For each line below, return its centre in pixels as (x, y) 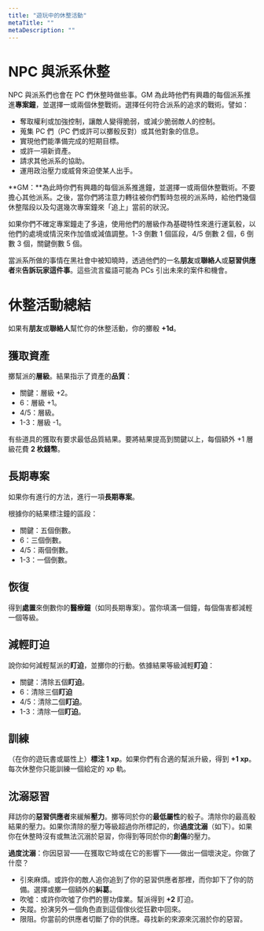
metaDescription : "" (42, 30)
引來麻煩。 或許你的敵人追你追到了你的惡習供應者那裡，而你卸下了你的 (133, 880)
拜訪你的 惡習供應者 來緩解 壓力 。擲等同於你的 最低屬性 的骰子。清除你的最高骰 (132, 817)
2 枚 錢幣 (44, 449)
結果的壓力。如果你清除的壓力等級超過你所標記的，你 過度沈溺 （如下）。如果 (130, 827)
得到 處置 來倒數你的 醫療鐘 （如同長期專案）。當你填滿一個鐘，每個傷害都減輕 (130, 607)
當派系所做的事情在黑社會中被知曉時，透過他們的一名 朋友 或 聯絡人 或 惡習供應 (132, 260)
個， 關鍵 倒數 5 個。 (55, 244)
